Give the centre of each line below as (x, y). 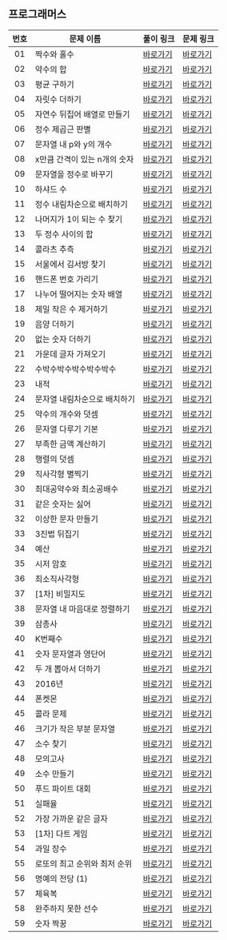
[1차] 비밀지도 (60, 594)
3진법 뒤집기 (57, 534)
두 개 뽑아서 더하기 (68, 668)
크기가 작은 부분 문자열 (75, 728)
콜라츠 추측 (54, 249)
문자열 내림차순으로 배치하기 (85, 399)
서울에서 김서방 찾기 (70, 264)
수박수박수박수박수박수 (76, 368)
